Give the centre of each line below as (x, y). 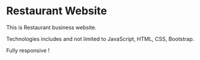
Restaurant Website (56, 11)
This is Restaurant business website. (51, 27)
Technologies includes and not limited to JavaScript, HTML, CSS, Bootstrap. (100, 39)
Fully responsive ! (28, 50)
